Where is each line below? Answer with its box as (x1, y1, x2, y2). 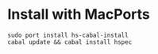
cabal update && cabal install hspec (7, 38, 133, 46)
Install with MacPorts (7, 5, 150, 23)
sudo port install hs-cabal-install (7, 31, 129, 39)
